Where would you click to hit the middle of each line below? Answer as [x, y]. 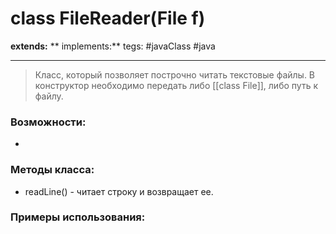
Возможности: [48, 122]
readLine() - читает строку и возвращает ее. [119, 191]
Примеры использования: [78, 217]
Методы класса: [52, 170]
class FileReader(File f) [108, 18]
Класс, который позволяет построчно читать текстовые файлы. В [175, 74]
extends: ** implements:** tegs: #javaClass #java [113, 46]
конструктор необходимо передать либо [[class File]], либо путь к [176, 85]
